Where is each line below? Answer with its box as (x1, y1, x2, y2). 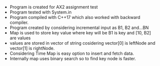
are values (9, 35, 31, 41)
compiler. (9, 19, 29, 25)
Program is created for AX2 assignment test (9, 4, 98, 10)
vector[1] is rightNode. (9, 46, 55, 51)
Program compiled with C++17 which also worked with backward (9, 15, 140, 20)
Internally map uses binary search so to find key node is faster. (9, 56, 136, 61)
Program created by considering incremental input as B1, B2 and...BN (9, 25, 149, 31)
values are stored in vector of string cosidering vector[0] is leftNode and (9, 40, 156, 46)
